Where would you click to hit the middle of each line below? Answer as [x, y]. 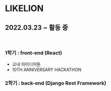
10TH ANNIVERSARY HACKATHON [47, 70]
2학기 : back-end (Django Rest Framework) [56, 83]
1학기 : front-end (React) [34, 53]
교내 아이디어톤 [26, 64]
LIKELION [24, 8]
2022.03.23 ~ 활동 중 [37, 27]
